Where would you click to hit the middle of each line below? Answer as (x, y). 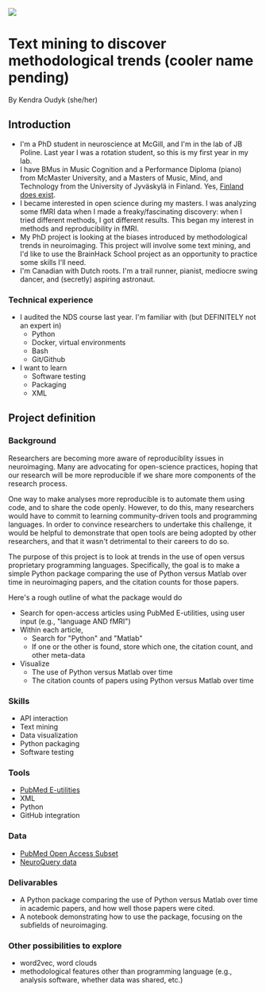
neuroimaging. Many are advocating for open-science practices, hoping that (133, 466)
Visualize (35, 663)
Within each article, (51, 629)
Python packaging (50, 744)
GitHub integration (50, 815)
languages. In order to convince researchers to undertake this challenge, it (130, 524)
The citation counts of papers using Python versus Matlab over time (143, 680)
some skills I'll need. (53, 262)
